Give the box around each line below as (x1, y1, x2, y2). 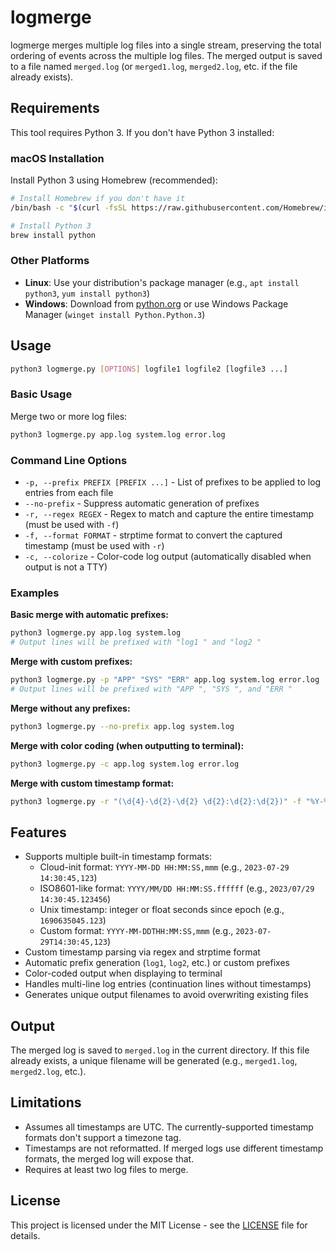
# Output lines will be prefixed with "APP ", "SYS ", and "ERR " (10, 684, 293, 694)
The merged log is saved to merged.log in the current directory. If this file (10, 1044, 310, 1056)
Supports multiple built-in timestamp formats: (24, 851, 212, 863)
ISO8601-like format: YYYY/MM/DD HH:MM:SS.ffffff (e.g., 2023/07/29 (39, 882, 315, 895)
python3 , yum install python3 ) (24, 287, 151, 299)
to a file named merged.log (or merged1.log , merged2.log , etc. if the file (10, 60, 298, 72)
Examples (10, 586, 60, 600)
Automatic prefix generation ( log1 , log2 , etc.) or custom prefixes (24, 957, 290, 969)
